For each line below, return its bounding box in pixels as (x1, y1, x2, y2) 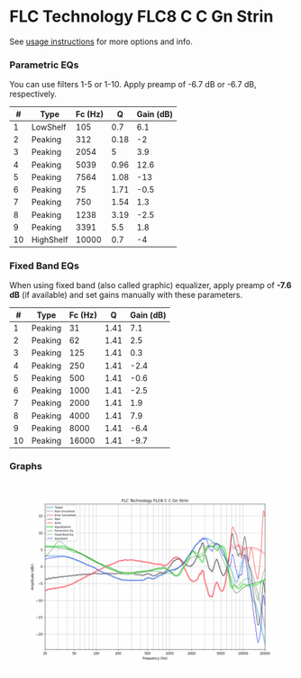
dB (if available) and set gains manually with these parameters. (9, 290, 243, 301)
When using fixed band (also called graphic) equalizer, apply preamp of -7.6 (9, 280, 292, 291)
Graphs (9, 460, 42, 473)
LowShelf (31, 122, 67, 132)
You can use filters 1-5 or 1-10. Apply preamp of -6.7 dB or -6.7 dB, (9, 79, 257, 90)
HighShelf (31, 234, 68, 245)
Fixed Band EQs (9, 259, 79, 272)
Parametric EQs (9, 59, 79, 71)
